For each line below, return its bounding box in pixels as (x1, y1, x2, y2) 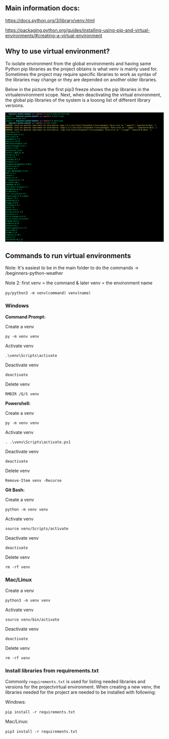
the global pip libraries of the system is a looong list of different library (5, 97, 151, 103)
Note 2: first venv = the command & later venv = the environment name (5, 280, 152, 286)
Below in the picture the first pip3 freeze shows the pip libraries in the (5, 86, 149, 92)
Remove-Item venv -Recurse (5, 478, 62, 483)
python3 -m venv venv (5, 598, 51, 603)
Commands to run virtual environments (5, 251, 131, 260)
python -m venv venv (5, 507, 49, 512)
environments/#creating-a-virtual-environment (5, 32, 103, 38)
